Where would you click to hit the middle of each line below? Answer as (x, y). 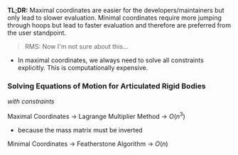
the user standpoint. (37, 33)
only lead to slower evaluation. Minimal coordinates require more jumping (115, 18)
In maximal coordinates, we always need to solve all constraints (110, 60)
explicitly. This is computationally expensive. (83, 68)
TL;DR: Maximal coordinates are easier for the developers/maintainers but (116, 10)
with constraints (31, 101)
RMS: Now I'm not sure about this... (76, 46)
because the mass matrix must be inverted (80, 130)
